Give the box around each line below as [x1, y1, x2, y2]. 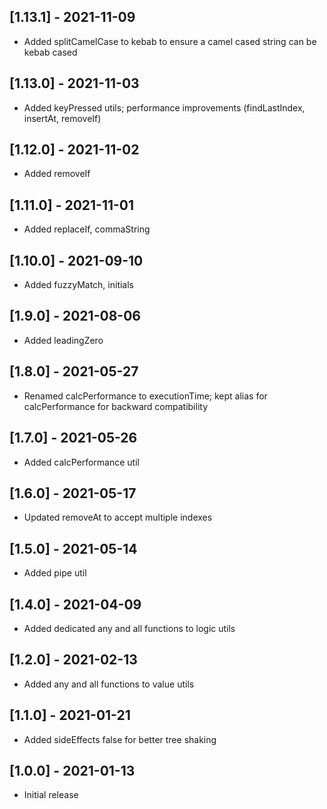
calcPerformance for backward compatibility [23, 400, 209, 412]
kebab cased [23, 46, 78, 58]
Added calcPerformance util [23, 456, 140, 468]
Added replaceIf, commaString [23, 223, 151, 235]
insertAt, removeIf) [23, 112, 102, 124]
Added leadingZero [23, 334, 104, 346]
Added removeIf [23, 168, 91, 180]
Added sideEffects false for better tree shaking [23, 733, 217, 745]
